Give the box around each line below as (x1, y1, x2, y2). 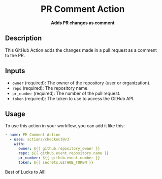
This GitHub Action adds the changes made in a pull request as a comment (5, 47, 157, 53)
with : (14, 142, 26, 146)
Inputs (5, 67, 26, 75)
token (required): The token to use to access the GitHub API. (12, 95, 134, 102)
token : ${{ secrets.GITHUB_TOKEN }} (18, 160, 94, 165)
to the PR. (5, 52, 25, 58)
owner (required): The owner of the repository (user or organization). (12, 80, 151, 86)
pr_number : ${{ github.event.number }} (18, 155, 100, 160)
